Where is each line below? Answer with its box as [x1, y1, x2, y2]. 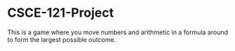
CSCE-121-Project [7, 5, 114, 21]
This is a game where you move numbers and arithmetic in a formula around [7, 28, 229, 36]
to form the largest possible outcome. [7, 35, 116, 43]
